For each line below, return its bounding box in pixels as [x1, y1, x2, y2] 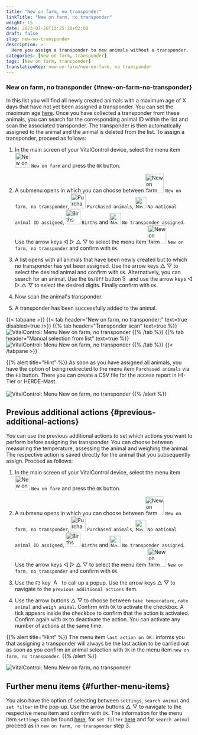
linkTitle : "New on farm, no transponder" [6, 14, 112, 20]
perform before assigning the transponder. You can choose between [6, 439, 173, 446]
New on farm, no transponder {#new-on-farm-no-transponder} [6, 84, 193, 92]
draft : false [6, 31, 38, 37]
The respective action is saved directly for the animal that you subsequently [6, 451, 191, 458]
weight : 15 [6, 20, 33, 25]
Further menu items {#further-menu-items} [6, 681, 170, 691]
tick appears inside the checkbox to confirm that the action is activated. [14, 609, 190, 617]
